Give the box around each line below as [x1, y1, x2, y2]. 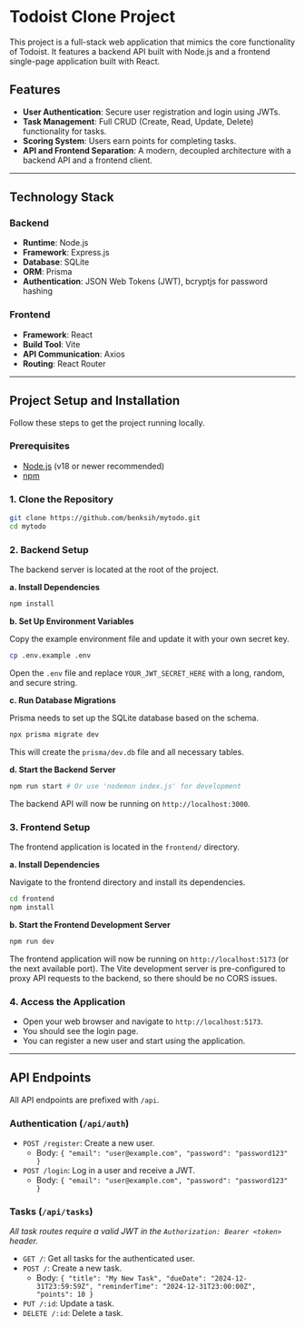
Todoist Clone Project [9, 6, 175, 27]
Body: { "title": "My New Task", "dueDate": [35, 1272, 207, 1283]
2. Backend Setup [9, 543, 89, 556]
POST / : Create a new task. [22, 1262, 123, 1274]
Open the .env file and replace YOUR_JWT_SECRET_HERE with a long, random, [9, 667, 285, 679]
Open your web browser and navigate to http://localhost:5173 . [22, 1016, 263, 1027]
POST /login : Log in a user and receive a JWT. [22, 1165, 196, 1176]
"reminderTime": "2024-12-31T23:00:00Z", [96, 1282, 257, 1292]
